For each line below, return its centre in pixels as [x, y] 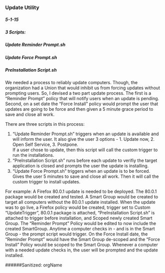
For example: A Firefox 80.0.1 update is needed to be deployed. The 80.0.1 [81, 191]
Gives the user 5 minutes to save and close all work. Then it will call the [85, 176]
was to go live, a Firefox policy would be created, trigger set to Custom [78, 207]
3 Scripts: [15, 32]
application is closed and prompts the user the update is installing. [81, 166]
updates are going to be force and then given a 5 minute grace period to [79, 109]
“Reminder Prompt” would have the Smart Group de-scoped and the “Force [83, 239]
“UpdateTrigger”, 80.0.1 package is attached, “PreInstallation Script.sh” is [80, 213]
